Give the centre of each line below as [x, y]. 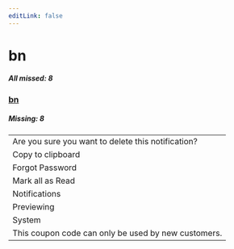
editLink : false [36, 16]
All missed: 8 [31, 78]
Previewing [33, 206]
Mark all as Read [44, 181]
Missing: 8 [26, 118]
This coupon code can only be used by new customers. [117, 233]
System [27, 220]
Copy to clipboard [46, 154]
